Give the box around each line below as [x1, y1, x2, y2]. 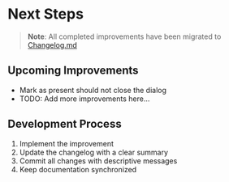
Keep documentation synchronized [19, 164, 137, 174]
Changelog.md [27, 40, 78, 49]
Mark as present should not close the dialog [19, 85, 167, 95]
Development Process [7, 117, 123, 131]
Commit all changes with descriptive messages [19, 155, 178, 166]
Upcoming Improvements [7, 64, 139, 78]
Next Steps [7, 5, 84, 23]
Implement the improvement [19, 138, 114, 148]
